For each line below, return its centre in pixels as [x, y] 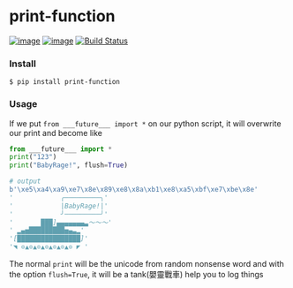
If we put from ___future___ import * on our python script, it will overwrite [145, 123]
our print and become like [56, 133]
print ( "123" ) [33, 157]
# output [25, 182]
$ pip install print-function [65, 82]
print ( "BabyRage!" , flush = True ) [68, 165]
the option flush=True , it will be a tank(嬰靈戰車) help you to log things [136, 275]
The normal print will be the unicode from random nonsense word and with [147, 264]
